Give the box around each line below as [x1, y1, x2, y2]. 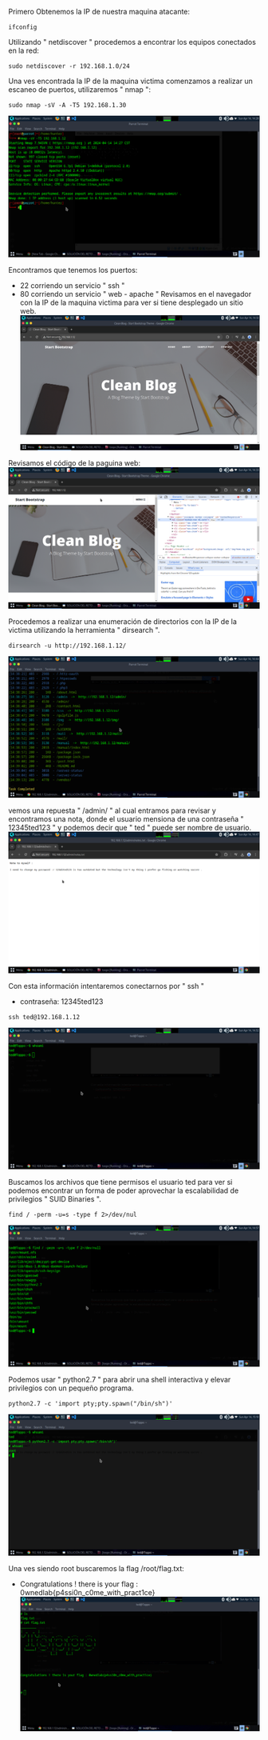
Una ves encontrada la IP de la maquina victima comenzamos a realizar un [8, 76, 253, 86]
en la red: [8, 46, 40, 55]
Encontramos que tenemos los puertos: [8, 266, 138, 274]
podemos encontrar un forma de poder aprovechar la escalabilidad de [8, 1186, 239, 1195]
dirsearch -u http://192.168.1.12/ [8, 642, 127, 650]
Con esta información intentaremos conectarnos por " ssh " [8, 981, 205, 990]
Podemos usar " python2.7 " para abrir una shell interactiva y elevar [8, 1374, 231, 1384]
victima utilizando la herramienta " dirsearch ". [8, 625, 160, 634]
